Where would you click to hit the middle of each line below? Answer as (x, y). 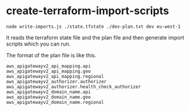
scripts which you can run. (38, 44)
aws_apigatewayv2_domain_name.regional (55, 102)
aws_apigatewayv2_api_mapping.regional (55, 76)
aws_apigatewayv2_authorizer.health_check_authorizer (74, 87)
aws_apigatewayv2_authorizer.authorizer (57, 81)
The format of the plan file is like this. (51, 55)
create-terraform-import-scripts (88, 11)
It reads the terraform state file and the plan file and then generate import (95, 37)
